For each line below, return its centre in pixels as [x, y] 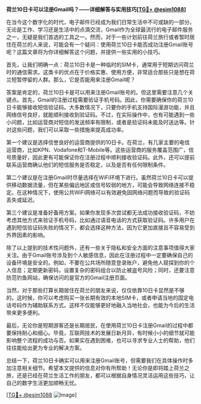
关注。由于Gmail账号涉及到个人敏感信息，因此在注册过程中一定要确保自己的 [100, 255]
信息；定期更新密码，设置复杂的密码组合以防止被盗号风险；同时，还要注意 [103, 270]
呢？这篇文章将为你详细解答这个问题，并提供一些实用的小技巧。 [85, 52]
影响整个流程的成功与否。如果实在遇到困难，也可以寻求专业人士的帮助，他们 [100, 340]
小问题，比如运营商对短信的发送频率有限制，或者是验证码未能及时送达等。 [98, 122]
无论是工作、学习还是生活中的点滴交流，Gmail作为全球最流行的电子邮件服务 [100, 30]
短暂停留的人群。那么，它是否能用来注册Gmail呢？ [73, 79]
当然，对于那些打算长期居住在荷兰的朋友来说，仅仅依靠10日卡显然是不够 [95, 290]
